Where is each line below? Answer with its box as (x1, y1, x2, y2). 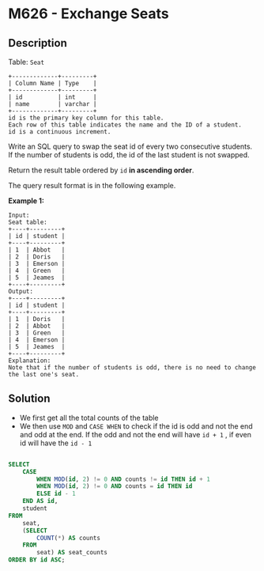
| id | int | (8, 93, 97, 101)
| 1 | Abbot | (8, 246, 66, 254)
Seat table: (8, 218, 47, 226)
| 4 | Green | (8, 267, 66, 274)
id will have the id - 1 (19, 438, 92, 448)
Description (8, 36, 67, 50)
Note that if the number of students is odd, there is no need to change (8, 364, 257, 372)
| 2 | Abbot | (8, 322, 66, 330)
